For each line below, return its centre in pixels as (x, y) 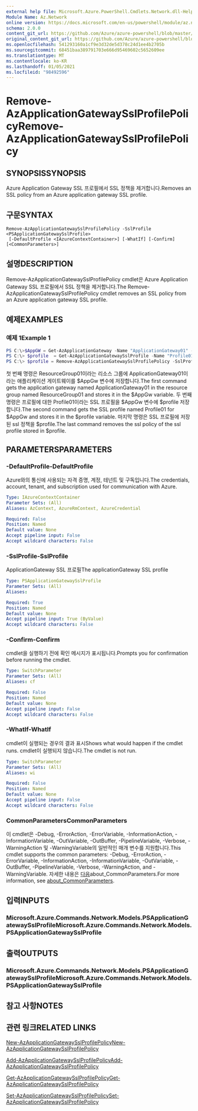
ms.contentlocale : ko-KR (37, 61)
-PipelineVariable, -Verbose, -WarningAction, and (92, 867)
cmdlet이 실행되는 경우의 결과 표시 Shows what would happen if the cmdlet (95, 743)
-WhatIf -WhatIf (29, 729)
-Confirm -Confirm (33, 640)
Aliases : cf (21, 682)
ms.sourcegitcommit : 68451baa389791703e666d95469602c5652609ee (85, 50)
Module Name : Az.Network (37, 17)
